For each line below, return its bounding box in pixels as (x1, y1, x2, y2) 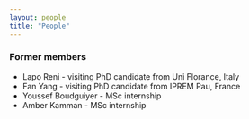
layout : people (9, 13, 67, 22)
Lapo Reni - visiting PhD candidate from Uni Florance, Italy (22, 71, 240, 81)
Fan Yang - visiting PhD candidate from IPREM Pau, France (22, 81, 241, 91)
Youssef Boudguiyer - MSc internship (22, 90, 162, 101)
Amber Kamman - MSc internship (22, 99, 147, 110)
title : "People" (9, 21, 70, 30)
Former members (9, 51, 87, 64)
